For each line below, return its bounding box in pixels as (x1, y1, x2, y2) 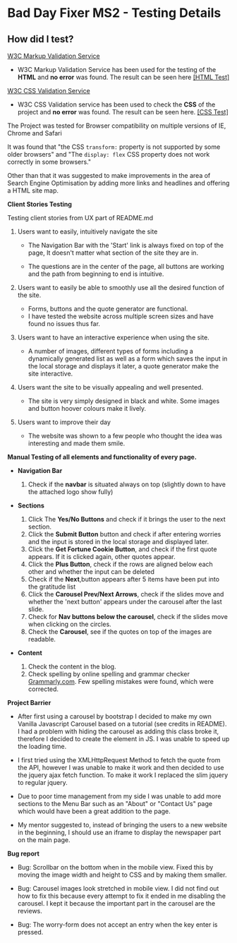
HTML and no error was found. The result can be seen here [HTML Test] (17, 73, 230, 81)
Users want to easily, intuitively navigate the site (17, 227, 158, 236)
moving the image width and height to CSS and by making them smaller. (17, 870, 227, 879)
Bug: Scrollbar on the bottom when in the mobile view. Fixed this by (17, 863, 214, 871)
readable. (28, 635, 56, 643)
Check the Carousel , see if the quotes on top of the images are (28, 627, 212, 636)
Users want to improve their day (17, 418, 111, 426)
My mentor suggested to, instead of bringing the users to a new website (17, 821, 228, 829)
